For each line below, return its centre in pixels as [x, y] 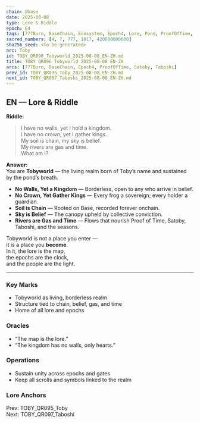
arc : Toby [18, 51]
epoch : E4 [18, 28]
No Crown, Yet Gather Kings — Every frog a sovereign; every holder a [101, 195]
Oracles [18, 326]
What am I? [35, 153]
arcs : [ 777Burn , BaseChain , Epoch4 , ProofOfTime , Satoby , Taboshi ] [92, 67]
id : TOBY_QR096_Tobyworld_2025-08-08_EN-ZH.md [65, 56]
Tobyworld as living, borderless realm [61, 297]
